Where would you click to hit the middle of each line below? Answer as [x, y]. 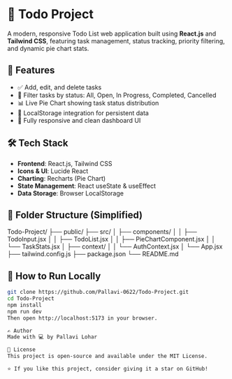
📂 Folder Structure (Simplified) [75, 215]
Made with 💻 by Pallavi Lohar [52, 337]
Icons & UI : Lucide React [53, 171]
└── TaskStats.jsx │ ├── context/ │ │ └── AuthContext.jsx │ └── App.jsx [115, 246]
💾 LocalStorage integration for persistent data [83, 113]
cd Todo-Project [31, 299]
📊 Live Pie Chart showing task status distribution [88, 103]
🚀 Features [31, 70]
